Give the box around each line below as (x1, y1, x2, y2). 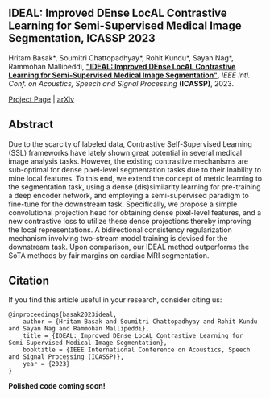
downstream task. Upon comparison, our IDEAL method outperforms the (8, 242, 250, 251)
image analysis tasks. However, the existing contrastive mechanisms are (8, 156, 249, 166)
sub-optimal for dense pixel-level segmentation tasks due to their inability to (8, 164, 262, 174)
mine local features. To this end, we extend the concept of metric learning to (8, 173, 263, 183)
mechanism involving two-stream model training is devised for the (8, 233, 228, 243)
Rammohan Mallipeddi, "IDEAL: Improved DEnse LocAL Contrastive (8, 61, 236, 71)
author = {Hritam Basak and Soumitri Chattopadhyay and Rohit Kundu (23, 318, 258, 326)
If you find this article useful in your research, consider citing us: (8, 295, 222, 305)
